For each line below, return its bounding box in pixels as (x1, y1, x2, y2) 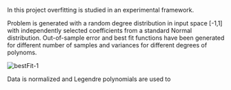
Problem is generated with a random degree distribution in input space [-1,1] (7, 19, 223, 27)
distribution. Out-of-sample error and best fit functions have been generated (7, 34, 225, 42)
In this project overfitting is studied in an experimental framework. (7, 6, 194, 14)
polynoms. (7, 48, 37, 56)
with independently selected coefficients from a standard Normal (7, 27, 192, 34)
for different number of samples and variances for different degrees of (7, 41, 208, 49)
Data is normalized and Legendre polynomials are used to (7, 75, 171, 83)
